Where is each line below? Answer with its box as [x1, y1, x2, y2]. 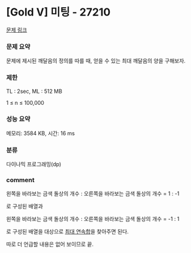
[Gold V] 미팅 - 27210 [6, 5, 111, 19]
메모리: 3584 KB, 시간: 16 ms [6, 129, 75, 137]
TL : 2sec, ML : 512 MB [6, 88, 63, 95]
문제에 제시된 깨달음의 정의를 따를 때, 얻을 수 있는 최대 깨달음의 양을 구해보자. [6, 57, 186, 64]
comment [6, 176, 35, 185]
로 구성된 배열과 [6, 203, 44, 210]
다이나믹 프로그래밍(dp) [6, 161, 61, 168]
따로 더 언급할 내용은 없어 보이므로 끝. [6, 240, 94, 248]
